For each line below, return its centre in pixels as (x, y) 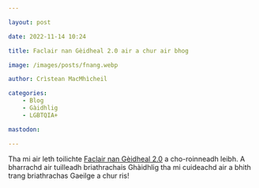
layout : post (30, 22)
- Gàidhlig (40, 108)
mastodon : (24, 129)
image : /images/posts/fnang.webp (63, 65)
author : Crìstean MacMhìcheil (58, 79)
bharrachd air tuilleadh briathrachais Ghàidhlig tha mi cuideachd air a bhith (129, 167)
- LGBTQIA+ (40, 115)
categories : (28, 94)
